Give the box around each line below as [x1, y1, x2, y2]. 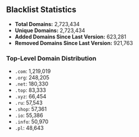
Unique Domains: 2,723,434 [14, 27, 86, 34]
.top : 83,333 [14, 87, 46, 94]
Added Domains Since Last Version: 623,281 [14, 33, 127, 40]
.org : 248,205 [14, 74, 49, 81]
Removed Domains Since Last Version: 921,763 [14, 39, 134, 46]
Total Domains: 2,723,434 [14, 20, 80, 27]
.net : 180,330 [14, 80, 49, 88]
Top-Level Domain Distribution [6, 54, 97, 62]
